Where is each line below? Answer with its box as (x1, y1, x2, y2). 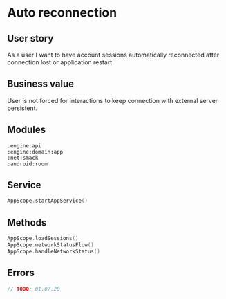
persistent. (7, 104, 38, 112)
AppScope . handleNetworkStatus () (7, 248, 100, 255)
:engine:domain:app (7, 148, 64, 155)
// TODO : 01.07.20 (7, 285, 60, 292)
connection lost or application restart (7, 58, 113, 66)
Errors (7, 267, 35, 279)
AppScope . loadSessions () (7, 235, 79, 242)
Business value (7, 78, 75, 90)
